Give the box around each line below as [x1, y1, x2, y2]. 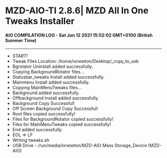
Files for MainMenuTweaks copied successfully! [12, 121, 111, 127]
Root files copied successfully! [12, 111, 76, 117]
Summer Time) [5, 37, 37, 43]
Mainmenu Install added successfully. [12, 79, 90, 85]
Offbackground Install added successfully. [12, 95, 99, 101]
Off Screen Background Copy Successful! [12, 105, 98, 111]
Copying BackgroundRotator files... [12, 69, 84, 75]
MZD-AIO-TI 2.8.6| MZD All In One [5, 5, 149, 16]
